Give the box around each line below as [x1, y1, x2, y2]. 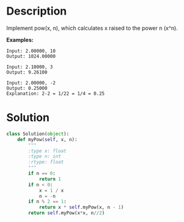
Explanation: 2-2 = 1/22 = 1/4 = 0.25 [6, 90, 105, 97]
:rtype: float [28, 159, 64, 165]
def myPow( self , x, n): [17, 136, 78, 142]
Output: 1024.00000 [6, 53, 56, 59]
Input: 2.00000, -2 [6, 80, 56, 86]
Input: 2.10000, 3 [6, 64, 53, 70]
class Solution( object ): [6, 131, 69, 137]
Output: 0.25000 [6, 85, 48, 91]
